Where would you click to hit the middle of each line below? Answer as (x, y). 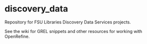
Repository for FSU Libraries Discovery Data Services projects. (68, 22)
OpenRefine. (17, 36)
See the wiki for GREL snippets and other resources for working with (73, 31)
